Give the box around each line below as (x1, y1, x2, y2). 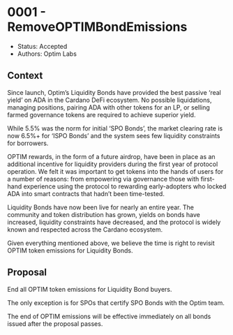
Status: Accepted (17, 42, 68, 50)
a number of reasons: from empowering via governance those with (7, 174, 200, 183)
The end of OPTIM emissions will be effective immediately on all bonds (7, 312, 211, 320)
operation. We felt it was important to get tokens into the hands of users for (7, 167, 224, 175)
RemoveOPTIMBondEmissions (7, 19, 188, 35)
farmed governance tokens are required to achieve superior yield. (7, 110, 196, 119)
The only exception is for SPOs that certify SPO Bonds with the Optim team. (7, 298, 225, 307)
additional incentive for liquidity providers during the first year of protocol (7, 160, 218, 168)
